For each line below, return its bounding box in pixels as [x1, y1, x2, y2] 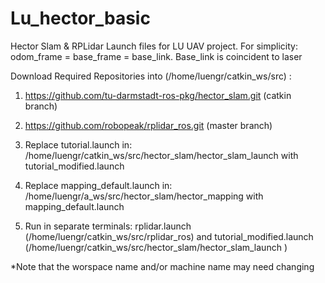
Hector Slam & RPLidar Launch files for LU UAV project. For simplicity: [10, 40, 298, 52]
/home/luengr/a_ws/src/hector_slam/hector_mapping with [24, 190, 264, 202]
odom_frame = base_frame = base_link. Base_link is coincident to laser [10, 50, 303, 62]
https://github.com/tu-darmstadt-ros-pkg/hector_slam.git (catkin [24, 89, 292, 101]
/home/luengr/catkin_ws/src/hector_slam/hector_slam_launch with [24, 149, 299, 161]
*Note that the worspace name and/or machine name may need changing [10, 260, 315, 272]
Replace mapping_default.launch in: [24, 179, 173, 191]
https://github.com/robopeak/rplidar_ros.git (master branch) [24, 119, 273, 131]
